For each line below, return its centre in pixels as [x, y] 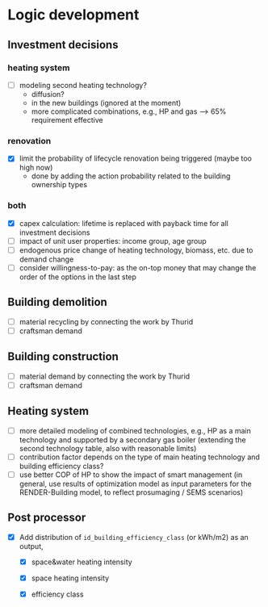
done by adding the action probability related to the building [131, 176]
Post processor [47, 518]
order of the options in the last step [77, 277]
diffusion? [48, 94]
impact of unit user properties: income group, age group [113, 241]
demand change [46, 259]
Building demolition [58, 302]
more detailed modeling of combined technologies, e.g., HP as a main [135, 430]
